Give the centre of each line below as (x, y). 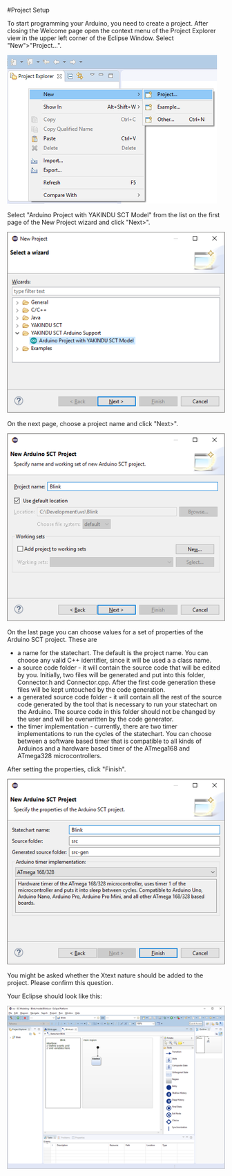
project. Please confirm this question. (60, 983)
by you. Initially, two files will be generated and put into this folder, (111, 675)
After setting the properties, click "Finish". (67, 769)
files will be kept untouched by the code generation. (91, 690)
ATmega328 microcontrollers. (59, 756)
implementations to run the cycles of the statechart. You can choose (114, 734)
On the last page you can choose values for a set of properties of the (105, 632)
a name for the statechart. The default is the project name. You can (113, 653)
